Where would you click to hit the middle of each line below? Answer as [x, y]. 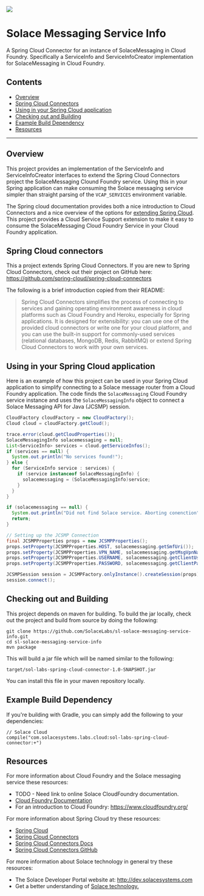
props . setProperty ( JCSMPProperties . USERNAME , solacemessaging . [88, 558]
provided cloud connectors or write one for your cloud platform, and [107, 328]
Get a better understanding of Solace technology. [77, 886]
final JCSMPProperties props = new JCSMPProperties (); [77, 541]
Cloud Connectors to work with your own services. [85, 347]
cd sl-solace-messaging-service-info [54, 642]
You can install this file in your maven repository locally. [76, 680]
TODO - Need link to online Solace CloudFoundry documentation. [97, 794]
